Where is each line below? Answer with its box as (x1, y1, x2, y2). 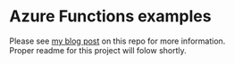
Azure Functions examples (9, 6, 212, 27)
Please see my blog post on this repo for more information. (9, 36, 226, 46)
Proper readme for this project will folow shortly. (9, 44, 188, 55)
